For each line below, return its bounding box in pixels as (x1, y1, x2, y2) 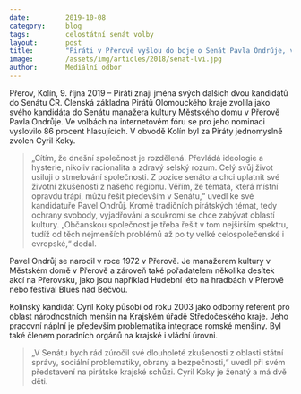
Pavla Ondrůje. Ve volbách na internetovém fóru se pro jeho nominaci (9, 116, 266, 126)
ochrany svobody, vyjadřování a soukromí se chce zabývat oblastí (30, 210, 275, 220)
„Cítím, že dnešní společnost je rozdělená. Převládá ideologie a (30, 152, 264, 163)
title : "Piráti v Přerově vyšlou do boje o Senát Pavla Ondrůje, (9, 47, 287, 56)
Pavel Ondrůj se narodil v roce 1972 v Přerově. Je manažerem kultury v (9, 255, 271, 266)
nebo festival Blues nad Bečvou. (9, 284, 128, 295)
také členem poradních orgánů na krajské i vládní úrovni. (9, 330, 218, 340)
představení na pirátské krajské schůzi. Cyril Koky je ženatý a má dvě (30, 366, 287, 377)
